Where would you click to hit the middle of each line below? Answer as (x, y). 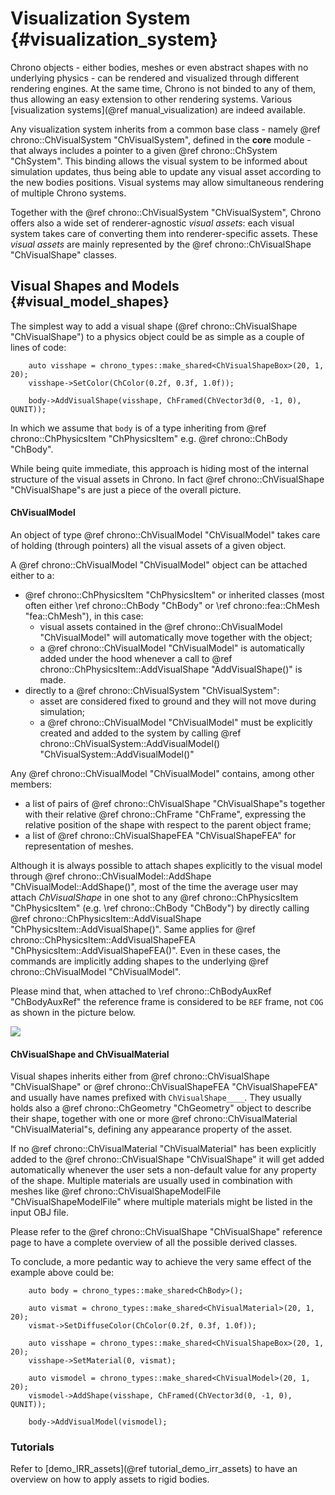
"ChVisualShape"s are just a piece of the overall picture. (126, 489)
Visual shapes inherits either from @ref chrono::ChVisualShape (140, 1076)
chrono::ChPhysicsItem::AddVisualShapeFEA (103, 939)
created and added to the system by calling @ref (140, 733)
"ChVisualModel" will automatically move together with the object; (176, 637)
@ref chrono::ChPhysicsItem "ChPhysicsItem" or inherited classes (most (174, 594)
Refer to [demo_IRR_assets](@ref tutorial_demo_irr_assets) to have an (154, 1469)
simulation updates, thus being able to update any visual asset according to (166, 171)
